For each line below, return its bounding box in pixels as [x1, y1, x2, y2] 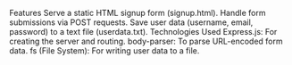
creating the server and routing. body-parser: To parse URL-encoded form [9, 36, 283, 46]
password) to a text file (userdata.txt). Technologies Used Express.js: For [9, 27, 278, 37]
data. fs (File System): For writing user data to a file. [9, 45, 200, 56]
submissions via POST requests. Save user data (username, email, [9, 17, 254, 28]
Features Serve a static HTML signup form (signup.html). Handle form [9, 8, 266, 18]
